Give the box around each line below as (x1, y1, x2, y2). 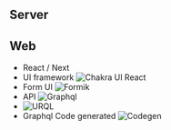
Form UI (22, 82, 53, 93)
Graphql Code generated (22, 111, 116, 122)
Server (9, 7, 49, 23)
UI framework (22, 72, 75, 83)
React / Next (22, 63, 70, 74)
